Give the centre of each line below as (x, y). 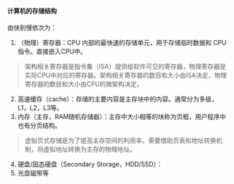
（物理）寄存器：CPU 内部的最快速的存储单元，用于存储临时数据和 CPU (122, 43)
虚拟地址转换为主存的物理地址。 (90, 149)
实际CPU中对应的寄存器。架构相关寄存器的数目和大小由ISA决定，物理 (125, 75)
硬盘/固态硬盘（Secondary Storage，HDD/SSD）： (90, 164)
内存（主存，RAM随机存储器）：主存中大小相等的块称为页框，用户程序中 (122, 117)
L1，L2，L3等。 (40, 108)
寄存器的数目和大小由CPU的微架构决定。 (84, 84)
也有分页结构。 (39, 125)
